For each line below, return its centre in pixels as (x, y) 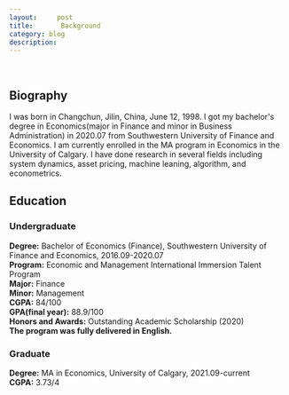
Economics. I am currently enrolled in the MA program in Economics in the (145, 145)
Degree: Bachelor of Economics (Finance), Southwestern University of (138, 246)
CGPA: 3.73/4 (35, 383)
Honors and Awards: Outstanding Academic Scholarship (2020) (127, 321)
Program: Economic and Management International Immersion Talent (135, 265)
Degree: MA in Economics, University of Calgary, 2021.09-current (130, 373)
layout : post (41, 17)
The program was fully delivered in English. (91, 330)
